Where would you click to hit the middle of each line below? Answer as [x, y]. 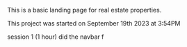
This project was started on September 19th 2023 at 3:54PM [94, 23]
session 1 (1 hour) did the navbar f [56, 37]
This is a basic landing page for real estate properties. [84, 10]
